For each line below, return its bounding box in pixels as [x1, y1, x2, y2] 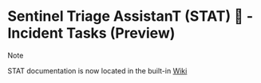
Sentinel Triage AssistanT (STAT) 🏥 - [7, 7, 254, 26]
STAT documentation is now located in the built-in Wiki [7, 65, 188, 75]
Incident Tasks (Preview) [7, 24, 176, 42]
